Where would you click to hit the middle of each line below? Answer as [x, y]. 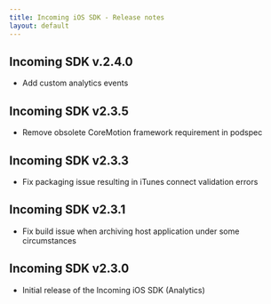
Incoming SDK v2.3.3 [69, 160]
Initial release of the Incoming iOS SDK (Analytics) [114, 290]
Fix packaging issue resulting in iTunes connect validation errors [140, 181]
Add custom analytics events [75, 83]
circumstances [49, 240]
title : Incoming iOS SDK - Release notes [87, 17]
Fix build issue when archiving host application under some [131, 231]
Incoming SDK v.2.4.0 [71, 62]
